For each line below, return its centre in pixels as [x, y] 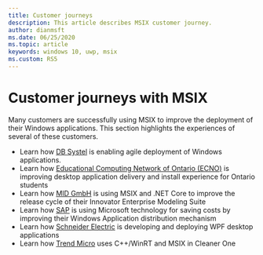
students [34, 184]
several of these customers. [53, 136]
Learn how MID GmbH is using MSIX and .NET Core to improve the [127, 193]
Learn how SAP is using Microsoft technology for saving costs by [125, 209]
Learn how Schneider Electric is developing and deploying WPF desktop [136, 226]
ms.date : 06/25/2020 [42, 37]
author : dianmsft [37, 30]
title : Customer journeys [50, 15]
